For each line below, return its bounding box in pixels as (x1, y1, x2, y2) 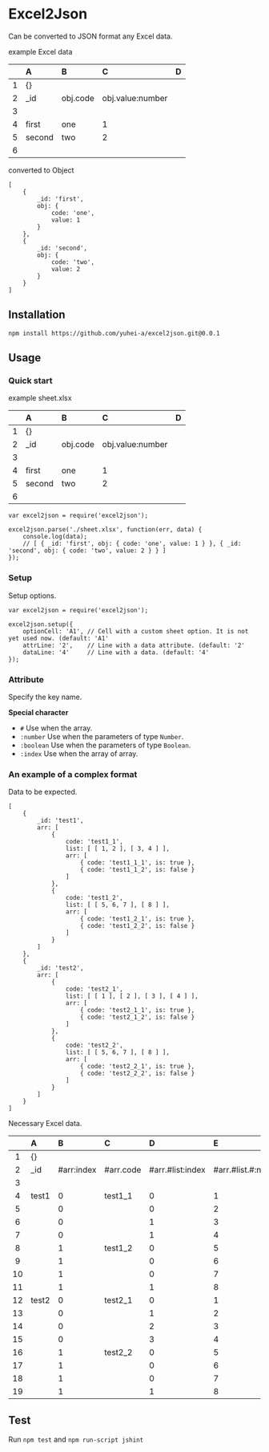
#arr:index (58, 1165, 97, 1176)
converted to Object (8, 165, 74, 175)
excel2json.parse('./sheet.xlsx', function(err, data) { (8, 526, 203, 534)
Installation (8, 308, 66, 322)
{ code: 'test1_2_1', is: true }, (79, 915, 195, 923)
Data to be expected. (8, 787, 78, 797)
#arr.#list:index (149, 1165, 206, 1176)
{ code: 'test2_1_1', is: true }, (79, 1007, 195, 1015)
